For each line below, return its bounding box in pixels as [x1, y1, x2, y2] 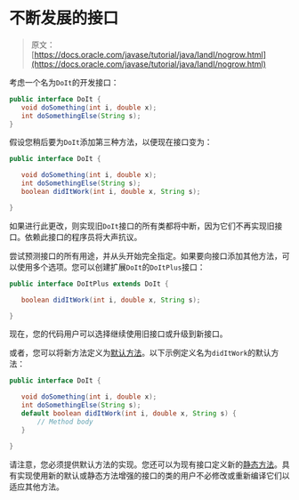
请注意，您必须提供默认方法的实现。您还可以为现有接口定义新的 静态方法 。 [9, 459, 282, 470]
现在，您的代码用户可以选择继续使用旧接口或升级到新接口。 [9, 328, 228, 339]
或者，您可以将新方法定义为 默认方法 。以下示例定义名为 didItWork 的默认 [9, 348, 271, 359]
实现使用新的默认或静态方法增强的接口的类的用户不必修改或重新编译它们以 [16, 470, 290, 480]
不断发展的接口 [9, 8, 119, 28]
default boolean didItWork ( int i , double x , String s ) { [20, 409, 238, 418]
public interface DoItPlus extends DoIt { [9, 279, 169, 288]
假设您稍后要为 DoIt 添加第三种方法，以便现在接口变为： [9, 137, 213, 148]
